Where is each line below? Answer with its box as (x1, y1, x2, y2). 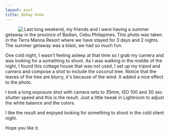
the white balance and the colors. (5, 99, 75, 106)
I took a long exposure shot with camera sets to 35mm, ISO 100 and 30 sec (5, 89, 163, 95)
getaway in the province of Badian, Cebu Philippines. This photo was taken (5, 31, 162, 38)
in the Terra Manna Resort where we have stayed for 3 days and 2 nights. (5, 37, 159, 43)
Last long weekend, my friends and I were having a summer (24, 26, 149, 32)
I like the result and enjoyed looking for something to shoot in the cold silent (5, 110, 164, 116)
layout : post (5, 7, 33, 13)
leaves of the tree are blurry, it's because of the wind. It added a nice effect (5, 74, 164, 80)
